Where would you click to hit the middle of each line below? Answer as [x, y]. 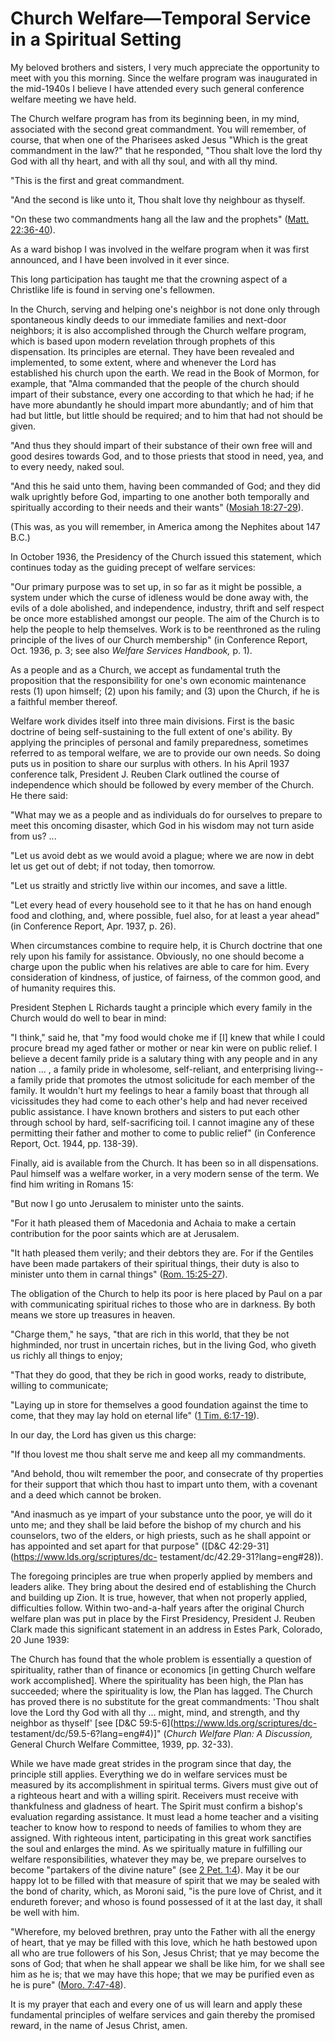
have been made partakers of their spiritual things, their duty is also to [155, 1263]
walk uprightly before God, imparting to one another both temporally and [160, 496]
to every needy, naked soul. [67, 466]
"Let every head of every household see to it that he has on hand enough [161, 904]
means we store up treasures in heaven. [93, 1314]
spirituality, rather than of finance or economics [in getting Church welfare [163, 1669]
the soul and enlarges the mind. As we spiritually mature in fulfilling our [156, 1848]
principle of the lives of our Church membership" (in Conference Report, [159, 639]
